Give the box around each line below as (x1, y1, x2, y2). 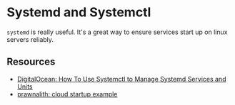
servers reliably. (6, 35, 54, 43)
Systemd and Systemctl (6, 4, 151, 21)
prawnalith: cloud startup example (16, 89, 118, 98)
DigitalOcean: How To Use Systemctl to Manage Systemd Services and (16, 74, 226, 83)
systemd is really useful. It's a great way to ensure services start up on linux (6, 28, 228, 36)
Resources (6, 56, 56, 68)
